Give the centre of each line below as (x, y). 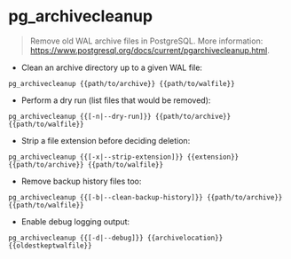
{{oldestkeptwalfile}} (50, 246)
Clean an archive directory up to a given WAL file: (112, 67)
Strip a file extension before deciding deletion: (106, 140)
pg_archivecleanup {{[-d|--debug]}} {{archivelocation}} (116, 238)
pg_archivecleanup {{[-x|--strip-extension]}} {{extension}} (124, 157)
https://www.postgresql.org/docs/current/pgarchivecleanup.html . (149, 50)
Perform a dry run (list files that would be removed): (116, 100)
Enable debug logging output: (75, 221)
